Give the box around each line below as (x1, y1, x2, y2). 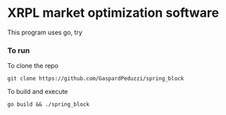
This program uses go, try (7, 28, 83, 36)
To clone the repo (7, 62, 58, 70)
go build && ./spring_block (7, 101, 90, 108)
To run (7, 46, 30, 55)
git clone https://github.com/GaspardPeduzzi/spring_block (7, 75, 184, 82)
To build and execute (7, 88, 68, 96)
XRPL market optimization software (7, 5, 220, 21)
